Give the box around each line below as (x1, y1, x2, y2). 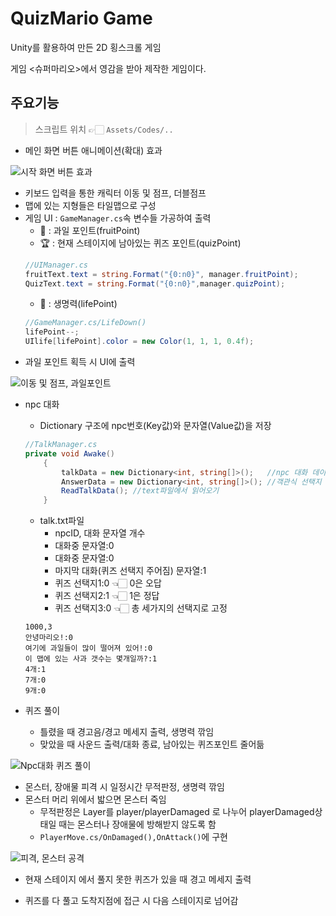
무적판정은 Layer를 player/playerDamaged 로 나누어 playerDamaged (39, 806, 315, 818)
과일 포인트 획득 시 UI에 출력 (24, 356, 136, 367)
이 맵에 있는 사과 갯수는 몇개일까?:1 (24, 654, 158, 664)
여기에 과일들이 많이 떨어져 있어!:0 (24, 643, 153, 654)
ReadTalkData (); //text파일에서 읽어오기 (61, 486, 220, 496)
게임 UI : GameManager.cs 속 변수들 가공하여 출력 (24, 212, 212, 224)
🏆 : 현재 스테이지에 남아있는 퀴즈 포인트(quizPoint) (39, 237, 242, 249)
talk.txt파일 (39, 515, 85, 527)
